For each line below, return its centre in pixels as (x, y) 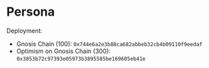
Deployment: (24, 31)
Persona (31, 12)
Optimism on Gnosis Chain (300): (63, 51)
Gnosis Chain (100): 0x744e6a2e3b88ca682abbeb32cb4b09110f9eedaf (109, 44)
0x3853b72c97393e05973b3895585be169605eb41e (81, 58)
